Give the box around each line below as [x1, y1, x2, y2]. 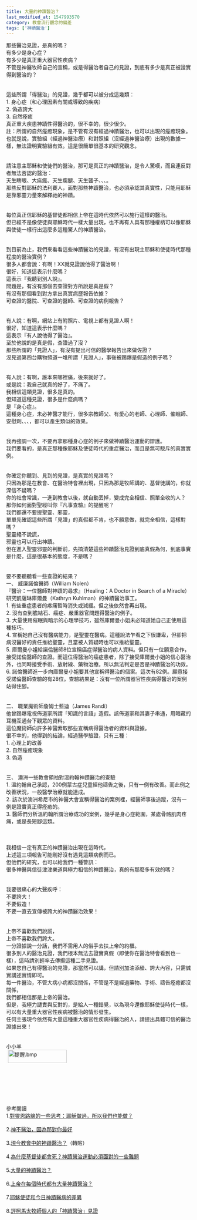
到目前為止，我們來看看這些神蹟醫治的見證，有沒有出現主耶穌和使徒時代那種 [6, 246, 191, 253]
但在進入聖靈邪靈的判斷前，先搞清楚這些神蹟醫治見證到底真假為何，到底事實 [6, 546, 191, 553]
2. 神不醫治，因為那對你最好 [6, 1126, 73, 1133]
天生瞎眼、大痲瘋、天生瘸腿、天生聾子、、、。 [6, 177, 111, 184]
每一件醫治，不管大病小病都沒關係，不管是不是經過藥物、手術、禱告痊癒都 [6, 979, 186, 986]
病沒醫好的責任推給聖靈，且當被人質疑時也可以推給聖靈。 [6, 638, 145, 646]
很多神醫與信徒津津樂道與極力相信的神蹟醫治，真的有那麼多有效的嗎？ [6, 866, 176, 873]
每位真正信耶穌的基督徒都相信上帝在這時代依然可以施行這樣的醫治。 [6, 211, 171, 219]
